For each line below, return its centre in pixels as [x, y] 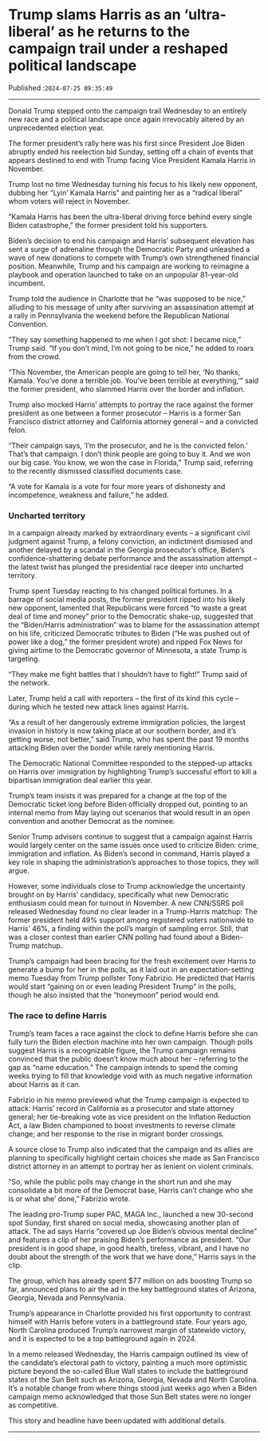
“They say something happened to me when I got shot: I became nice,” [125, 339]
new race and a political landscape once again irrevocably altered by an [126, 119]
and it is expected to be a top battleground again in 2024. [102, 1338]
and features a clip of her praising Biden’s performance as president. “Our [130, 1240]
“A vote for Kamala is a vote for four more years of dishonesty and [117, 486]
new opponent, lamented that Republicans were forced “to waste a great [128, 608]
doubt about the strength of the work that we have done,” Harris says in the [132, 1256]
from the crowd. [35, 356]
